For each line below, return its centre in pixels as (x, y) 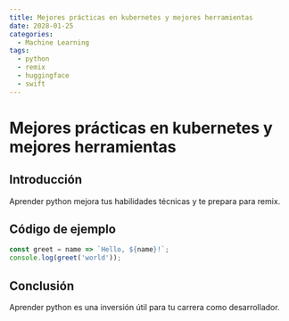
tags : (19, 51)
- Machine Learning (54, 42)
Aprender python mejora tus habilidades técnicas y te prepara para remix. (145, 201)
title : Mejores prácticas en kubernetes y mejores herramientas (131, 17)
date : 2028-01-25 (41, 26)
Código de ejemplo (62, 230)
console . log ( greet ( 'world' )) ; (66, 258)
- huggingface (43, 76)
